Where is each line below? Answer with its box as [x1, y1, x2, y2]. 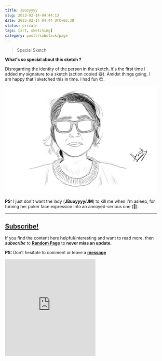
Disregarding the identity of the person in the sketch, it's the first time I [5, 66, 146, 72]
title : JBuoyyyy [5, 8, 38, 13]
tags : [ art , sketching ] [5, 28, 53, 33]
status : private [5, 23, 38, 28]
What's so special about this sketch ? [5, 57, 81, 62]
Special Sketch [16, 47, 47, 53]
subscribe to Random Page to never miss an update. [5, 240, 112, 246]
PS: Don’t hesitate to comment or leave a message [5, 250, 107, 256]
